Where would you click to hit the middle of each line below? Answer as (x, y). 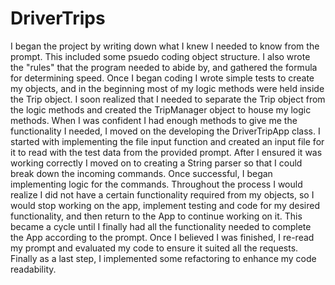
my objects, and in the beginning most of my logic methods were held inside (167, 88)
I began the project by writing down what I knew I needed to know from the (165, 46)
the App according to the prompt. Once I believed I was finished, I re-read (162, 237)
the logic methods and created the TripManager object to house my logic (161, 109)
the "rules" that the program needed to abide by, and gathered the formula (164, 67)
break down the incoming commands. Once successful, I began (141, 173)
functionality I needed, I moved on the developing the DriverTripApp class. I (165, 131)
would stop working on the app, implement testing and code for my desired (165, 205)
